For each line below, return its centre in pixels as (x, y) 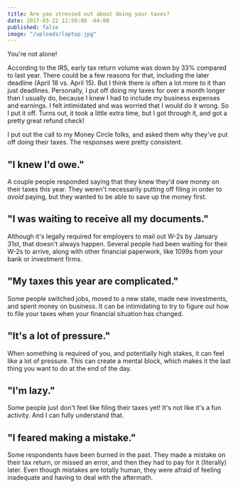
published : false (33, 27)
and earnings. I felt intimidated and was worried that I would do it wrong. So (118, 106)
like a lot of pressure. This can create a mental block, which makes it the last (119, 361)
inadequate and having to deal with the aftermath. (80, 478)
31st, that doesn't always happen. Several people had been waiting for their (118, 243)
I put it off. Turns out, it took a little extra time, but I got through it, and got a (117, 113)
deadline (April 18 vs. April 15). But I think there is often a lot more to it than (117, 83)
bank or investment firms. (45, 259)
